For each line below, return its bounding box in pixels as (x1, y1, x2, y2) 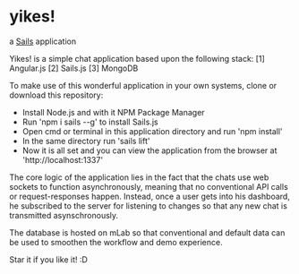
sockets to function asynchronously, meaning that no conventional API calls (9, 181, 288, 192)
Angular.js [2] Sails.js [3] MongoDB (9, 63, 139, 73)
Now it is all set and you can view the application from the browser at (21, 145, 278, 156)
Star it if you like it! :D (9, 253, 88, 265)
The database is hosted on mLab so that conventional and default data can (9, 227, 286, 238)
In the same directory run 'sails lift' (21, 135, 150, 146)
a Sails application (9, 36, 77, 47)
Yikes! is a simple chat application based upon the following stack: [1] (9, 53, 266, 64)
